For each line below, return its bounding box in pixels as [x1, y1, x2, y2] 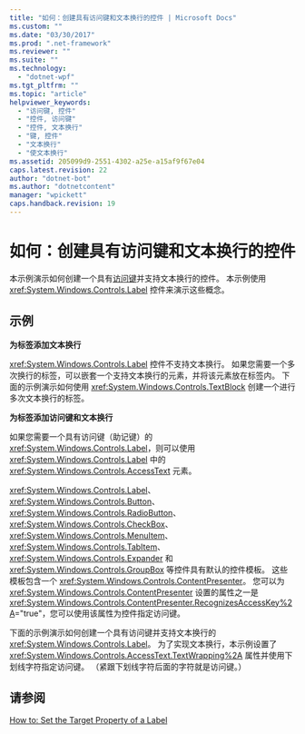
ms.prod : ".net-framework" [9, 38, 112, 48]
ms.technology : [9, 64, 67, 74]
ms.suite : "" [9, 55, 59, 64]
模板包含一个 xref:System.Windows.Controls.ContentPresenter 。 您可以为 [9, 575, 285, 586]
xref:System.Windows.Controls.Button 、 [9, 496, 161, 507]
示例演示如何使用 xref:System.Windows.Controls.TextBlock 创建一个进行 [25, 381, 296, 392]
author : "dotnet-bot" [9, 174, 92, 183]
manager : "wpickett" [9, 191, 88, 200]
